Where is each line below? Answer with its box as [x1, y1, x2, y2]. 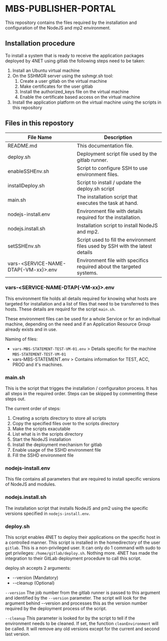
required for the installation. [77, 214, 142, 221]
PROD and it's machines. [12, 361, 64, 367]
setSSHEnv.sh [7, 242, 41, 249]
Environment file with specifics [77, 257, 149, 264]
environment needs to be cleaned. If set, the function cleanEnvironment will [5, 621, 159, 627]
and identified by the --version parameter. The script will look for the [5, 595, 147, 601]
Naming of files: [5, 336, 38, 342]
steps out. [5, 396, 26, 402]
